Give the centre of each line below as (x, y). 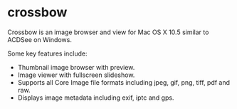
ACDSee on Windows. (40, 39)
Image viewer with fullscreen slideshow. (76, 75)
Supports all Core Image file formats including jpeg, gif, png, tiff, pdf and (123, 82)
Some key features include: (47, 53)
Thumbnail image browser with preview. (76, 67)
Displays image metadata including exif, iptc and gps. (96, 98)
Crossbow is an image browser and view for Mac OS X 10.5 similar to (108, 32)
